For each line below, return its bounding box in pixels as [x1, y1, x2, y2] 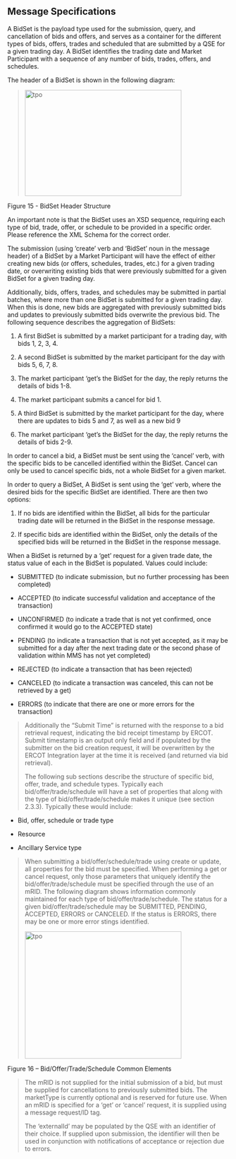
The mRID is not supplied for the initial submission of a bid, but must [24, 1078, 223, 1086]
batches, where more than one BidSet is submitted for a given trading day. [7, 295, 223, 303]
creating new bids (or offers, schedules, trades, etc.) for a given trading [7, 259, 215, 267]
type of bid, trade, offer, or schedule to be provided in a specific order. [7, 223, 212, 231]
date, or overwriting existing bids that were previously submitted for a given [7, 267, 227, 275]
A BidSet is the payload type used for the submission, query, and [7, 24, 196, 33]
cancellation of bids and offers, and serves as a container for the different [7, 32, 222, 40]
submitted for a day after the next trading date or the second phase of [17, 643, 221, 652]
